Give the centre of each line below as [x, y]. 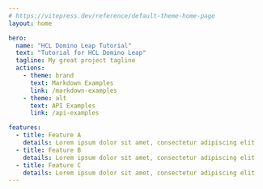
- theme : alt [45, 98]
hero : [17, 38]
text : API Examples [62, 106]
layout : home [30, 23]
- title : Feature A [49, 135]
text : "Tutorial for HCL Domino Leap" [81, 53]
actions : [30, 68]
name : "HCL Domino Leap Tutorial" [74, 45]
